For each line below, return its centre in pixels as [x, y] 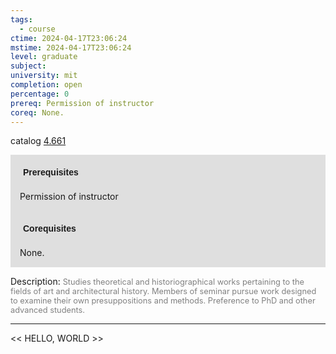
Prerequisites [51, 172]
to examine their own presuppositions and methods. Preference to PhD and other [163, 301]
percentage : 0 [40, 94]
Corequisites [50, 229]
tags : [21, 19]
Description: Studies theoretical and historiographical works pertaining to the [157, 282]
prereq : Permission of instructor [82, 103]
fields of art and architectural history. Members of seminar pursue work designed [163, 291]
